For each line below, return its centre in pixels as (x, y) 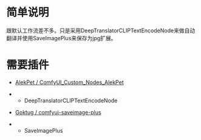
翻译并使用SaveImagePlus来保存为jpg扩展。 (61, 38)
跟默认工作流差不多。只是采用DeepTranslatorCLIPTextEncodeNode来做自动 (101, 30)
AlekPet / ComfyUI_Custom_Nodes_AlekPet (69, 82)
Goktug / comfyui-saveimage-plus (58, 112)
